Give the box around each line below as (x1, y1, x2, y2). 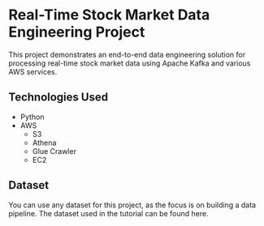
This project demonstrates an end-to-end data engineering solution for (8, 49, 246, 59)
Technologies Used (8, 91, 108, 104)
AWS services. (8, 66, 58, 76)
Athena (32, 138, 57, 147)
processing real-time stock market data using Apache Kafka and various (8, 58, 251, 68)
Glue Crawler (32, 146, 77, 156)
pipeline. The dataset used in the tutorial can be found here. (8, 208, 209, 218)
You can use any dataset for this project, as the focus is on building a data (8, 200, 257, 210)
